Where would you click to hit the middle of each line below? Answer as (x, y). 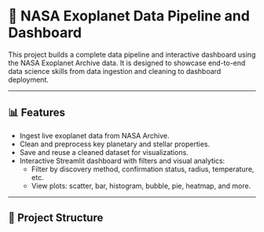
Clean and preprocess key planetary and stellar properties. (115, 144)
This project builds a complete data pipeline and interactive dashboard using (132, 54)
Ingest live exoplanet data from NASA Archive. (94, 135)
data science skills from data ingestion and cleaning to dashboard (115, 71)
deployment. (28, 79)
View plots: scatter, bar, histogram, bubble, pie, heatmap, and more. (141, 186)
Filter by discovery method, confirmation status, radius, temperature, (143, 169)
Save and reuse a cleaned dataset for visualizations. (104, 152)
